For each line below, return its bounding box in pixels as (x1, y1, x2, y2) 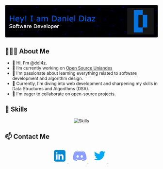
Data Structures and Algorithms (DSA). (12, 86, 90, 92)
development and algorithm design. (12, 75, 83, 82)
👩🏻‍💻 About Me (5, 47, 49, 55)
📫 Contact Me (5, 133, 50, 141)
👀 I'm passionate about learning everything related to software (12, 70, 137, 76)
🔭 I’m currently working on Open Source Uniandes (12, 65, 113, 71)
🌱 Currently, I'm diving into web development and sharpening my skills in (12, 81, 158, 86)
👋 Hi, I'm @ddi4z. (12, 60, 47, 66)
